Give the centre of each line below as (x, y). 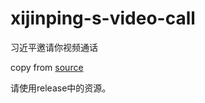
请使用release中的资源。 (61, 88)
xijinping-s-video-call (103, 18)
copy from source (47, 67)
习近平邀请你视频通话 (54, 47)
